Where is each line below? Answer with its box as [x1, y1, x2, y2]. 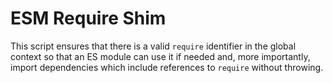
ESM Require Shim [10, 7, 167, 30]
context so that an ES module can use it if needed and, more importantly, [10, 50, 311, 62]
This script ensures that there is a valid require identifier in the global [10, 40, 297, 52]
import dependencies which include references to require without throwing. [10, 61, 324, 73]
